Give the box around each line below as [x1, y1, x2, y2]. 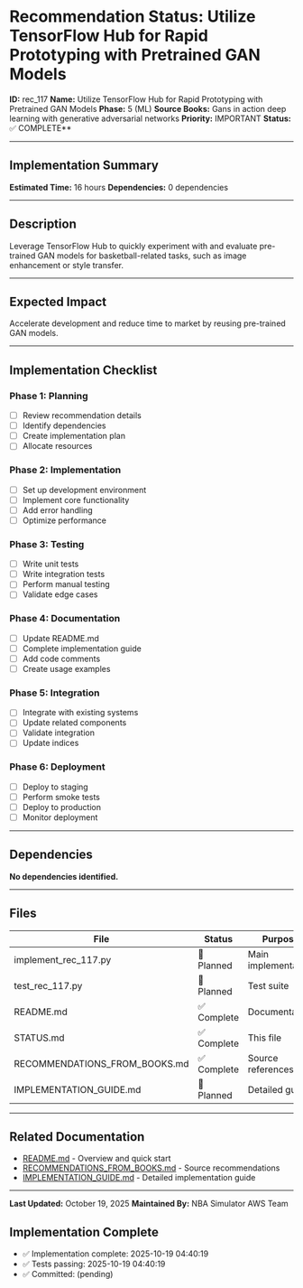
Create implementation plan [22, 431, 126, 442]
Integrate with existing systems [22, 707, 139, 718]
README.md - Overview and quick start [22, 1153, 171, 1164]
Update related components [22, 717, 127, 728]
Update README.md [22, 632, 99, 643]
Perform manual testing [22, 579, 110, 590]
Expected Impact [9, 294, 106, 309]
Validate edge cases [22, 589, 98, 600]
